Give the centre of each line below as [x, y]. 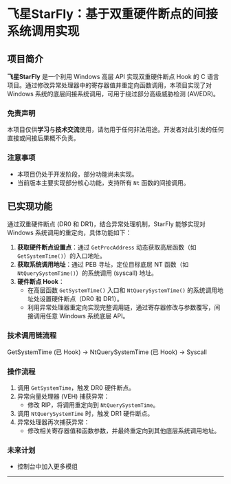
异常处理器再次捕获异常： [53, 422]
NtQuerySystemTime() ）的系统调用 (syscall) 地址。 [87, 273]
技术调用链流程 [32, 335]
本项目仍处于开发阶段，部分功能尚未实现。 [77, 174]
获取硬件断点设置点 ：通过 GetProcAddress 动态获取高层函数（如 [107, 247]
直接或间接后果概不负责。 [43, 138]
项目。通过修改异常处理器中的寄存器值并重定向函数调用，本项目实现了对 [109, 85]
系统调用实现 [44, 31]
